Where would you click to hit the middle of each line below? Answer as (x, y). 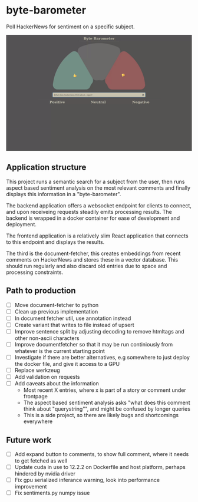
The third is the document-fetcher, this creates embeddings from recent (93, 253)
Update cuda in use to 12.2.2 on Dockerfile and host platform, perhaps (100, 467)
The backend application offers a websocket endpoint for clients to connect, (99, 205)
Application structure (46, 168)
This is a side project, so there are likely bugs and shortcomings (101, 415)
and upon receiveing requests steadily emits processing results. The (89, 212)
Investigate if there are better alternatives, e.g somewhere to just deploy (102, 357)
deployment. (21, 224)
